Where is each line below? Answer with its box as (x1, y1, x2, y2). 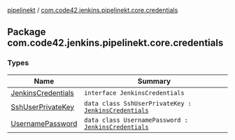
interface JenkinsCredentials (83, 89, 185, 97)
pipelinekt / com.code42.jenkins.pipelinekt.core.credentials (7, 6, 178, 14)
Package (7, 26, 47, 38)
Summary (137, 76, 171, 86)
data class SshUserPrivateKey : (83, 99, 192, 107)
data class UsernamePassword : (83, 115, 189, 124)
